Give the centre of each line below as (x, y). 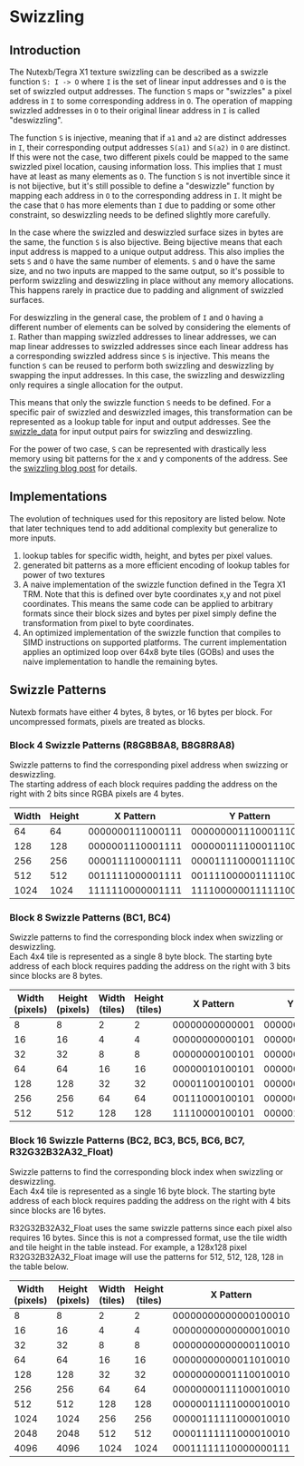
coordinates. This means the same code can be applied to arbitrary (147, 603)
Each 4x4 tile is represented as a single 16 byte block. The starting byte (142, 1191)
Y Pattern (250, 816)
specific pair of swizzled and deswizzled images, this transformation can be (151, 412)
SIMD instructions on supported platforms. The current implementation (154, 642)
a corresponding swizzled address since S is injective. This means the (139, 356)
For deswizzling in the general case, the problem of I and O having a (137, 318)
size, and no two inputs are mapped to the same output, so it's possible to (147, 271)
